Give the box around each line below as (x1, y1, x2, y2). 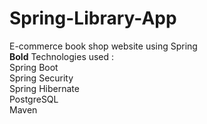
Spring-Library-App (9, 7, 177, 30)
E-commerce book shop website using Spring (9, 40, 198, 52)
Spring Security (9, 72, 74, 84)
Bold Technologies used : (9, 50, 115, 62)
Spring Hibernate (9, 82, 80, 94)
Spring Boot (9, 61, 59, 73)
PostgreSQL (9, 93, 59, 105)
